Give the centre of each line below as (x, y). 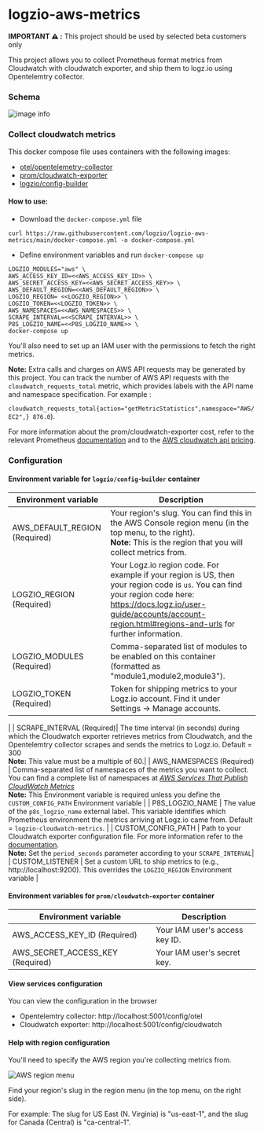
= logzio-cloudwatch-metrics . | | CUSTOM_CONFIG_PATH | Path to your (125, 828)
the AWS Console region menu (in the (180, 523)
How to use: (28, 201)
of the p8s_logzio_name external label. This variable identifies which (117, 811)
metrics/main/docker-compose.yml (63, 240)
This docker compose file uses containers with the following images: (119, 152)
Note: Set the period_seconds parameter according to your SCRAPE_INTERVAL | (131, 853)
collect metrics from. (148, 552)
